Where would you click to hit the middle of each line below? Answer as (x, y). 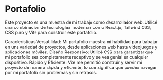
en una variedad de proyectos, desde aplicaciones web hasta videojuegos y (81, 47)
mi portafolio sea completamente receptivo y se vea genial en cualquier (77, 57)
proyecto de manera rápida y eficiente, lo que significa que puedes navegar (81, 67)
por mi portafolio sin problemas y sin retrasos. (51, 72)
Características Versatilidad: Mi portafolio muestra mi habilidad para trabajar (81, 41)
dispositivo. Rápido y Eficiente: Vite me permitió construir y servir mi (73, 62)
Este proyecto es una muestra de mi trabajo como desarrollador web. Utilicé (81, 22)
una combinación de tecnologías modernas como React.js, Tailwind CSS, (78, 27)
